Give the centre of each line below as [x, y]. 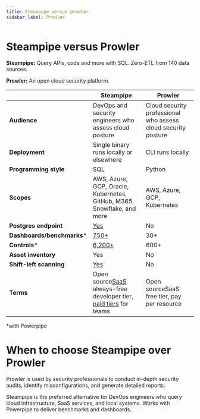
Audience [23, 121]
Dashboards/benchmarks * [48, 235]
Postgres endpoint [36, 226]
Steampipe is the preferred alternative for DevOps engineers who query [94, 397]
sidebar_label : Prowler [36, 17]
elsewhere [107, 160]
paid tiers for [110, 304]
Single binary [111, 145]
